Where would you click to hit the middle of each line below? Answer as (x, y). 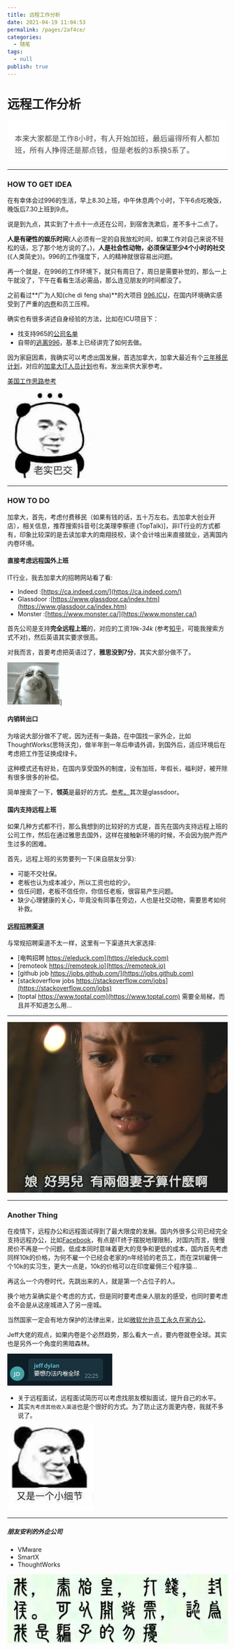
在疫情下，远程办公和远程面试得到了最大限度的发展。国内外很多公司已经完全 (117, 1231)
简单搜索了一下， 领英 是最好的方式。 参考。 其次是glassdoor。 (95, 792)
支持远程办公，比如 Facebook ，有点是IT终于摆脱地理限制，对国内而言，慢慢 (116, 1240)
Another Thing (33, 1216)
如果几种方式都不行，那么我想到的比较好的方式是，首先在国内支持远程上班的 (117, 826)
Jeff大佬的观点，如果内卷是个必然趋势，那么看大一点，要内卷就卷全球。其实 (117, 1335)
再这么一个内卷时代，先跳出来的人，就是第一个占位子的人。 (93, 1282)
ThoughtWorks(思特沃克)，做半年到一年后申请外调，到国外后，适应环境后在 (116, 745)
